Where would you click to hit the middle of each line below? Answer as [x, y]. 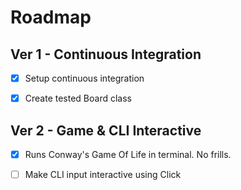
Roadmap [51, 17]
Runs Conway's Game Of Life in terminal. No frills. [128, 154]
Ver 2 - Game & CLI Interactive [106, 130]
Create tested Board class [78, 98]
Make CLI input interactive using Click [103, 174]
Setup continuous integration [84, 78]
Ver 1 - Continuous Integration [106, 54]
